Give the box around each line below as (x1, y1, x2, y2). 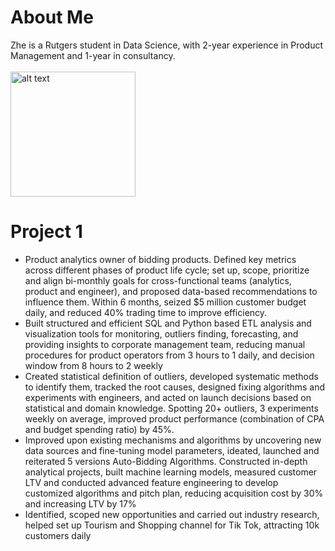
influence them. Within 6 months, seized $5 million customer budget (24, 296, 307, 308)
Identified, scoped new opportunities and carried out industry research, (24, 508, 320, 520)
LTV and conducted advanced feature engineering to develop (24, 476, 279, 488)
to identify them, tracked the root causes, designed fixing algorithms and (24, 381, 326, 393)
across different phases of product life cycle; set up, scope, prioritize (24, 264, 310, 276)
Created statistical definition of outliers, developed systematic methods (24, 370, 319, 382)
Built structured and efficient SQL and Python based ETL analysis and (24, 317, 312, 329)
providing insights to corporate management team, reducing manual (24, 338, 306, 350)
